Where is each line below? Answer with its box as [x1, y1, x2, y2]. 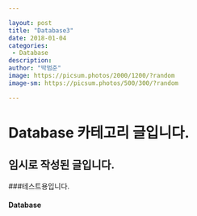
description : [8, 57, 52, 65]
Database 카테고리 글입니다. [8, 123, 190, 142]
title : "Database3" [8, 26, 74, 35]
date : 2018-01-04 [8, 34, 67, 42]
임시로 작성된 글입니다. [8, 159, 115, 172]
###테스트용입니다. [8, 181, 70, 191]
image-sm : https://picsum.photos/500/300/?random [8, 78, 179, 87]
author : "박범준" [8, 64, 62, 73]
